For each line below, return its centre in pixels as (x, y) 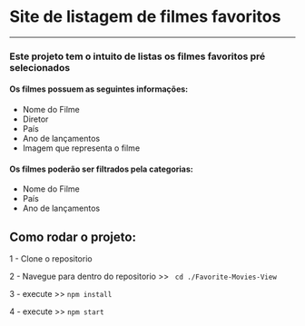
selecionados (40, 67)
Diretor (35, 119)
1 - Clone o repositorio (51, 259)
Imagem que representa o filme (81, 148)
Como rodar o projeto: (73, 237)
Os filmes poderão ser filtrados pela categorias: (101, 169)
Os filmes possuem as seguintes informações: (99, 89)
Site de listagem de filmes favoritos (145, 17)
